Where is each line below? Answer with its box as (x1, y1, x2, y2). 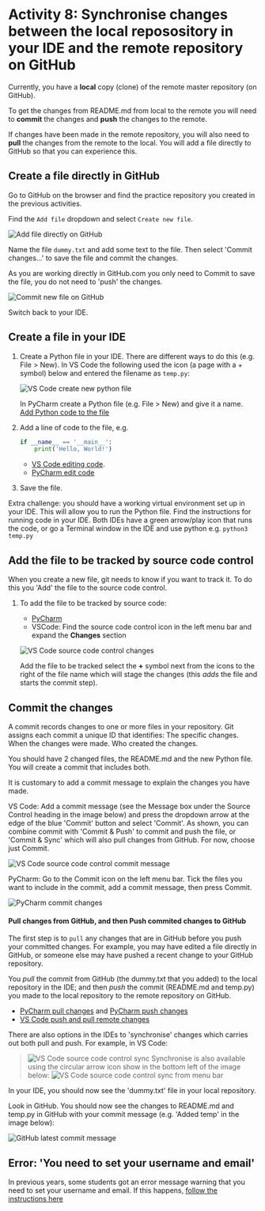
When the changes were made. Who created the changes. (8, 738, 199, 748)
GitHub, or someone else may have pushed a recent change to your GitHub (8, 951, 253, 960)
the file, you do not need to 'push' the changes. (8, 277, 163, 286)
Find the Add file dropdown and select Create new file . (8, 214, 194, 223)
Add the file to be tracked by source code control (8, 554, 254, 567)
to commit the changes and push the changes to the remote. (8, 114, 207, 123)
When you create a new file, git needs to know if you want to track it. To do (8, 575, 253, 585)
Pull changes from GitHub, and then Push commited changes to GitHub (8, 916, 247, 925)
